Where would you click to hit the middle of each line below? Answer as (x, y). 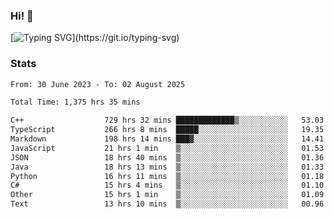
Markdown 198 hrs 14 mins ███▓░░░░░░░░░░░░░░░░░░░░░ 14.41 (167, 139)
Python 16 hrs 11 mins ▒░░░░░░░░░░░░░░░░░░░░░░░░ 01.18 (167, 176)
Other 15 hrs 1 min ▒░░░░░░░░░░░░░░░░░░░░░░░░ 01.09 (167, 195)
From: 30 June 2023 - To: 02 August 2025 (98, 84)
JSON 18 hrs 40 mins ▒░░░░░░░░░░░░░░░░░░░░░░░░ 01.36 (167, 157)
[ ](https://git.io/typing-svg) (95, 38)
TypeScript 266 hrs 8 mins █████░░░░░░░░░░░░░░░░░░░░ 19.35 (167, 130)
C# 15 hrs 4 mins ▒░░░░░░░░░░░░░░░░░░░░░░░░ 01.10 (167, 185)
